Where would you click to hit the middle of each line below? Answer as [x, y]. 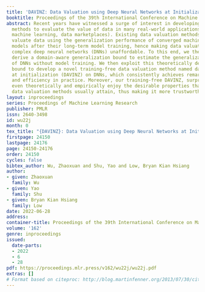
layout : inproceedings [35, 97]
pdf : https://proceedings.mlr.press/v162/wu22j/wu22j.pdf [81, 268]
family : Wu [26, 183]
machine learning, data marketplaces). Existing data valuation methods [106, 35]
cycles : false [24, 160]
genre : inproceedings [34, 234]
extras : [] [20, 274]
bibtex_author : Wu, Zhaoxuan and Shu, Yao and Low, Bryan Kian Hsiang [98, 166]
